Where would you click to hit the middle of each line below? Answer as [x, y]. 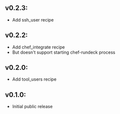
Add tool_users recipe [34, 79]
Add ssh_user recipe [33, 20]
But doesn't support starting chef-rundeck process [64, 52]
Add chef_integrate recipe [38, 47]
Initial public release [32, 107]
